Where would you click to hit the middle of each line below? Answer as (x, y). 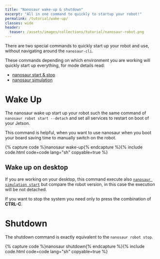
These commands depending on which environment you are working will (78, 60)
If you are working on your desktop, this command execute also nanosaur (78, 179)
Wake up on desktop (37, 168)
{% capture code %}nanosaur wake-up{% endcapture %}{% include (74, 147)
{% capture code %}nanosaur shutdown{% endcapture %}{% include (75, 246)
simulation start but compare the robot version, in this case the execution (80, 184)
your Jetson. (18, 123)
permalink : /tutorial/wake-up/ (37, 18)
